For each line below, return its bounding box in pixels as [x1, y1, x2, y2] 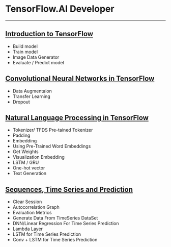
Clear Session [12, 199, 42, 205]
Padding [12, 132, 31, 138]
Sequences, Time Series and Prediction [5, 185, 133, 194]
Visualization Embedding [12, 154, 65, 160]
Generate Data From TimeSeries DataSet [12, 215, 98, 221]
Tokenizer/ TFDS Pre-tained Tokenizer [12, 127, 93, 133]
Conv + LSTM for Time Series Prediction [12, 237, 98, 243]
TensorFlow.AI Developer [5, 3, 115, 15]
